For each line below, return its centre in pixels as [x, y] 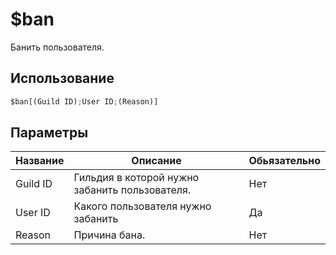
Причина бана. [109, 235]
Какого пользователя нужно [142, 206]
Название [40, 161]
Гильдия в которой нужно [136, 178]
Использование [62, 78]
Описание [156, 161]
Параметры [49, 133]
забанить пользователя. [132, 190]
